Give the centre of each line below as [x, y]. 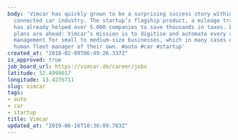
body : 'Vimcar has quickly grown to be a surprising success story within [120, 14]
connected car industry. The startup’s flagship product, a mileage [117, 21]
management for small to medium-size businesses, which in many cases [120, 40]
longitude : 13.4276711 [41, 80]
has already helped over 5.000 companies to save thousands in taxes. [120, 27]
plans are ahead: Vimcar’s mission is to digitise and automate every [120, 34]
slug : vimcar [27, 86]
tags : [15, 93]
